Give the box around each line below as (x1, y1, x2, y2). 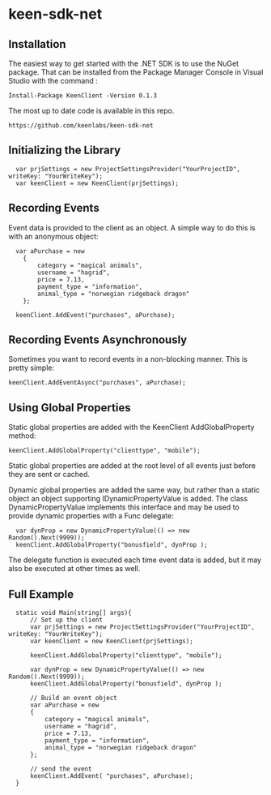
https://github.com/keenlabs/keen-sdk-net (8, 122, 154, 130)
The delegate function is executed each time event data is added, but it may (8, 555, 261, 565)
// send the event (29, 765, 92, 773)
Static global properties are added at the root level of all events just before (8, 461, 256, 471)
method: (8, 431, 36, 440)
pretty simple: (8, 363, 55, 373)
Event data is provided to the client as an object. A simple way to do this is (8, 222, 256, 232)
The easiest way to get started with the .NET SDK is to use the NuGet (8, 58, 239, 68)
